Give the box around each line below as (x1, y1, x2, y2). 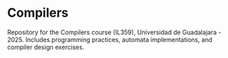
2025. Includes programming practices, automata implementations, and (7, 35, 213, 43)
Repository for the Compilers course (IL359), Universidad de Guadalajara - (7, 28, 222, 36)
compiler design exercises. (7, 43, 85, 51)
